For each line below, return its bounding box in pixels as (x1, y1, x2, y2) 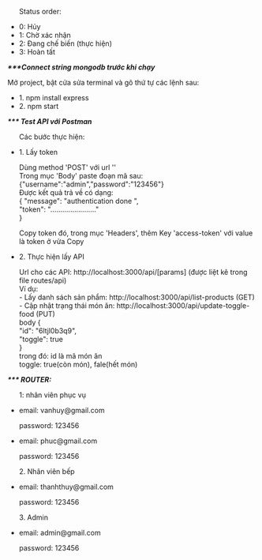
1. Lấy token (18, 148, 58, 156)
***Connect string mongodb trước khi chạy (7, 62, 155, 72)
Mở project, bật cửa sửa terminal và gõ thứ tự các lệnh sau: (7, 78, 200, 87)
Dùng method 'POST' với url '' (18, 163, 116, 172)
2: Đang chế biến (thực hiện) (18, 39, 112, 48)
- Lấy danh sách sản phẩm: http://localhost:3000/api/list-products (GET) (18, 292, 256, 302)
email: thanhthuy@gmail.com (18, 482, 114, 491)
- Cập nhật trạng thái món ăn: (18, 301, 115, 310)
